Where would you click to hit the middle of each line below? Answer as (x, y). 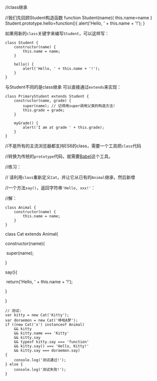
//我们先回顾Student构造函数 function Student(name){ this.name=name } (79, 18)
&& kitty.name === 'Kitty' (42, 333)
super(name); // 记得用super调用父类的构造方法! (69, 106)
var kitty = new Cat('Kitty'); (37, 315)
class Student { (22, 43)
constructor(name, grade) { (43, 101)
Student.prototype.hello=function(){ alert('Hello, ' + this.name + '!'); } (75, 23)
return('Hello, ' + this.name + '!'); (39, 282)
